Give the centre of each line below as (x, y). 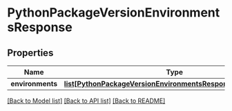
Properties (30, 53)
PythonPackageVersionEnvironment (114, 13)
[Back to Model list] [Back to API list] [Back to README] (86, 101)
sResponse (40, 27)
